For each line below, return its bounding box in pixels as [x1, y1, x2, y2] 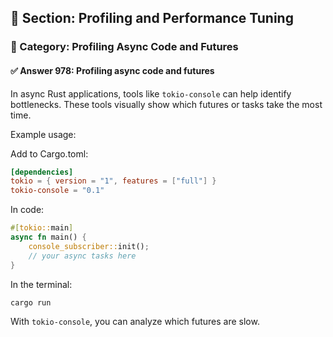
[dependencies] [10, 167, 74, 177]
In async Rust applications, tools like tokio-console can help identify [10, 87, 292, 100]
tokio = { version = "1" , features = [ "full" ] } [10, 176, 217, 186]
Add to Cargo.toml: [10, 147, 89, 160]
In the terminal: [10, 278, 73, 290]
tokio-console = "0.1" [10, 186, 105, 196]
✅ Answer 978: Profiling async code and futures [10, 64, 215, 76]
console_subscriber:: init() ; [28, 241, 150, 251]
